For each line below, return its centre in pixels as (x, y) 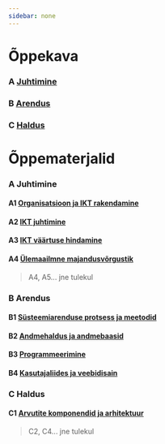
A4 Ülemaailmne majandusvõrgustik (71, 259)
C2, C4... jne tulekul (61, 432)
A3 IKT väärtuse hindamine (55, 240)
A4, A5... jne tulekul (61, 277)
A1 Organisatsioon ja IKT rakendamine (74, 203)
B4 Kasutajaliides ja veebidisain (63, 373)
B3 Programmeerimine (47, 355)
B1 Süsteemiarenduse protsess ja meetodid (82, 317)
